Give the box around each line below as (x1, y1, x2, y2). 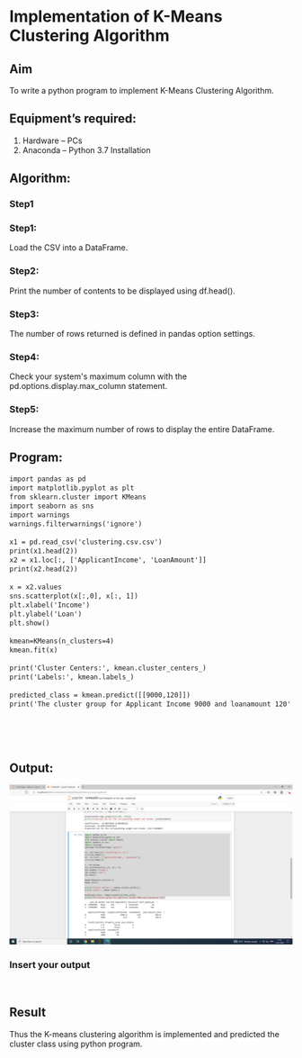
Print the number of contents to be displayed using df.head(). (9, 285, 235, 296)
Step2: (9, 265, 40, 277)
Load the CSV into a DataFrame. (9, 242, 129, 253)
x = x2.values (9, 583, 63, 592)
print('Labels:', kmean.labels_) (9, 673, 135, 682)
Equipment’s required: (9, 111, 137, 127)
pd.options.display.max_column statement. (9, 381, 168, 392)
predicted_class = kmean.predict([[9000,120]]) (9, 691, 191, 700)
